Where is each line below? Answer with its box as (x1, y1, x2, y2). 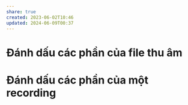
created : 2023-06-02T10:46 (6, 14, 74, 20)
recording (6, 86, 56, 100)
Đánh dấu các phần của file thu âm (6, 46, 183, 59)
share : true (6, 8, 36, 15)
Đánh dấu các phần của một (6, 73, 149, 87)
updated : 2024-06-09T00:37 (6, 20, 74, 26)
